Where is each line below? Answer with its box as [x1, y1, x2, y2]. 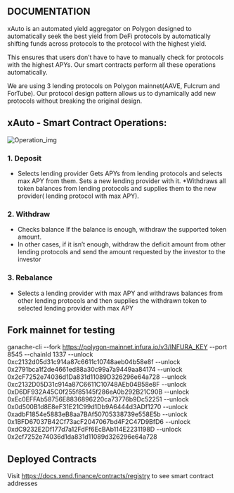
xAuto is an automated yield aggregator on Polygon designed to [7, 24, 192, 32]
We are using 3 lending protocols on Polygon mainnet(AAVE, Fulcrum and [7, 81, 220, 90]
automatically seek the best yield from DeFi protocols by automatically [7, 32, 211, 40]
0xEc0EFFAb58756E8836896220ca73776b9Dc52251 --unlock [7, 395, 189, 404]
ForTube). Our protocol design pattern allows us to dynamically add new [7, 89, 216, 97]
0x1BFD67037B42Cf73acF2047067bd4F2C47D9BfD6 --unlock [7, 418, 191, 426]
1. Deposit [7, 153, 42, 163]
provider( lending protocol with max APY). [17, 192, 139, 200]
